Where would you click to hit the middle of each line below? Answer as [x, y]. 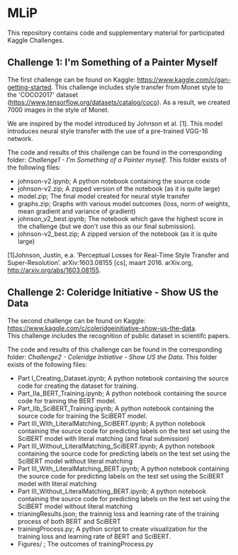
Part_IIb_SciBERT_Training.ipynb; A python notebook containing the [116, 408]
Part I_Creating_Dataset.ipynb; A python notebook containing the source [123, 378]
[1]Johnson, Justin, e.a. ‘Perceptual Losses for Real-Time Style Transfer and [118, 255]
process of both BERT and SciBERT [69, 521]
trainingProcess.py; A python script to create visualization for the [112, 529]
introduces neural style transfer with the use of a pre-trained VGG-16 [108, 131]
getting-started [29, 87]
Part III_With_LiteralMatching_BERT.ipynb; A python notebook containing [123, 469]
